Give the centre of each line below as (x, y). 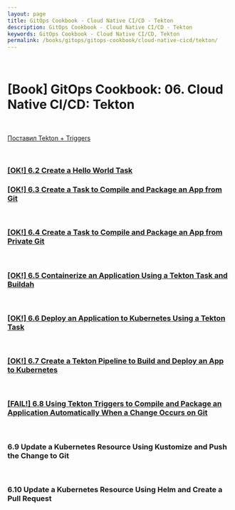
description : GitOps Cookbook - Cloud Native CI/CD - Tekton (100, 27)
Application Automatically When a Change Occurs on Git (108, 412)
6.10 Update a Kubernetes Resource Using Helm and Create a (115, 489)
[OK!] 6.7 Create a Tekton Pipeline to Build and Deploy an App (116, 361)
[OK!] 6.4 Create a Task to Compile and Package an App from (115, 232)
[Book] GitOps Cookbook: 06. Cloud (115, 89)
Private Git (26, 241)
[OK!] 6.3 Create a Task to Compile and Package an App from (115, 189)
